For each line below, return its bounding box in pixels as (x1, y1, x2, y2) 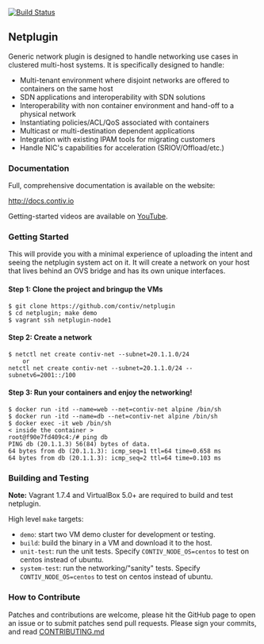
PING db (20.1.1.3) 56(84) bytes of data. (8, 441, 151, 449)
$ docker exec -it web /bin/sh (8, 419, 112, 428)
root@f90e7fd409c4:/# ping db (8, 434, 109, 442)
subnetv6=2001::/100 (8, 371, 77, 379)
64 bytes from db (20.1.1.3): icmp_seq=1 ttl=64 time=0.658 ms (8, 447, 222, 456)
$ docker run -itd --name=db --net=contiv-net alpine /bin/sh (8, 413, 218, 421)
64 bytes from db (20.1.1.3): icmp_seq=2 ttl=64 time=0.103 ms (8, 454, 222, 462)
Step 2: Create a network (8, 333, 93, 342)
